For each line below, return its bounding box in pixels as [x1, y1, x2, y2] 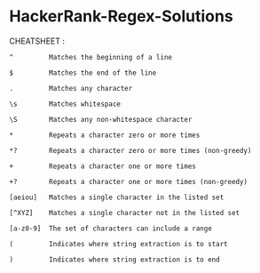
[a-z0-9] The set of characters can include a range [9, 224, 213, 233]
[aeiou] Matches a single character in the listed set [9, 193, 225, 202]
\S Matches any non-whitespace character [9, 115, 193, 124]
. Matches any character [9, 84, 133, 92]
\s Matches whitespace [9, 100, 122, 108]
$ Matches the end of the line [9, 68, 157, 77]
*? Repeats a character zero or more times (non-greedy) [9, 146, 252, 155]
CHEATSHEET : [9, 36, 65, 46]
